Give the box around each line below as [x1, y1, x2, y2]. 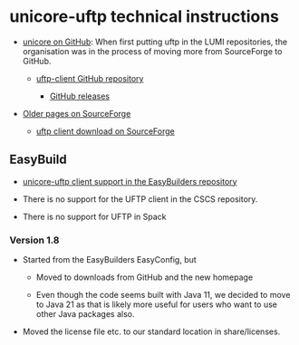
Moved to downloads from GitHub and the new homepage [35, 272, 254, 283]
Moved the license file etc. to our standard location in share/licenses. [22, 326, 281, 337]
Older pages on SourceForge [22, 108, 131, 119]
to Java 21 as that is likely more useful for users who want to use [35, 299, 278, 310]
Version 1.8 [9, 234, 61, 246]
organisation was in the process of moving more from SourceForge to [22, 45, 283, 56]
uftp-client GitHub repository [35, 72, 144, 83]
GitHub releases [49, 91, 111, 101]
